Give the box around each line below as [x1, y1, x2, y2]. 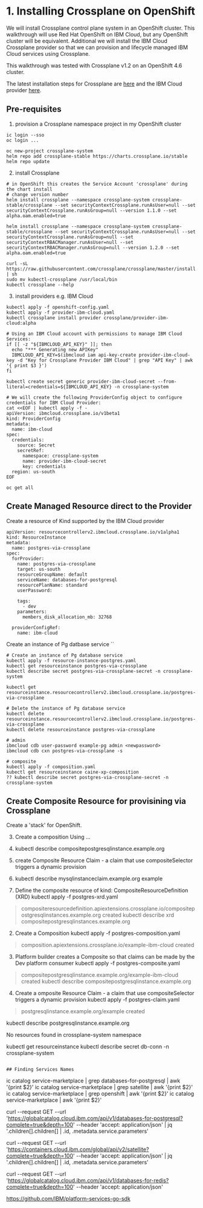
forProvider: [11, 555, 45, 562]
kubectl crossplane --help [6, 282, 74, 288]
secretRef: [17, 447, 45, 453]
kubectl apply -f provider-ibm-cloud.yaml [6, 309, 115, 315]
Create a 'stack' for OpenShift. [6, 822, 82, 829]
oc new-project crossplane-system [6, 147, 94, 154]
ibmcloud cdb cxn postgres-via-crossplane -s [6, 747, 123, 754]
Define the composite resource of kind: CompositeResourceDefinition [14, 887, 188, 894]
